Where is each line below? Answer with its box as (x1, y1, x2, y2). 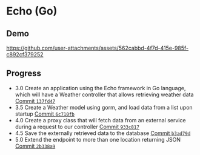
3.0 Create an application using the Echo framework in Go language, (15, 84, 186, 91)
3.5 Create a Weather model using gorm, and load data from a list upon (15, 104, 193, 111)
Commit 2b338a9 (15, 142, 56, 150)
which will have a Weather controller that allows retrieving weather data (15, 91, 194, 98)
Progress (6, 68, 41, 79)
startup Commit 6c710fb (15, 110, 75, 117)
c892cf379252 (6, 51, 44, 58)
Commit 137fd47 (15, 97, 56, 104)
